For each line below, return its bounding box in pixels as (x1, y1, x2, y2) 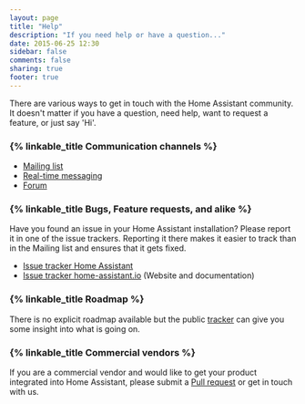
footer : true (9, 73, 59, 82)
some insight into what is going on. (9, 323, 141, 334)
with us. (9, 386, 39, 397)
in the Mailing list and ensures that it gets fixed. (9, 243, 187, 254)
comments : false (9, 56, 71, 65)
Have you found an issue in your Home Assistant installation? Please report (9, 223, 291, 234)
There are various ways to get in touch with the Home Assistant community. (9, 98, 294, 109)
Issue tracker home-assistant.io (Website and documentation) (22, 270, 255, 281)
